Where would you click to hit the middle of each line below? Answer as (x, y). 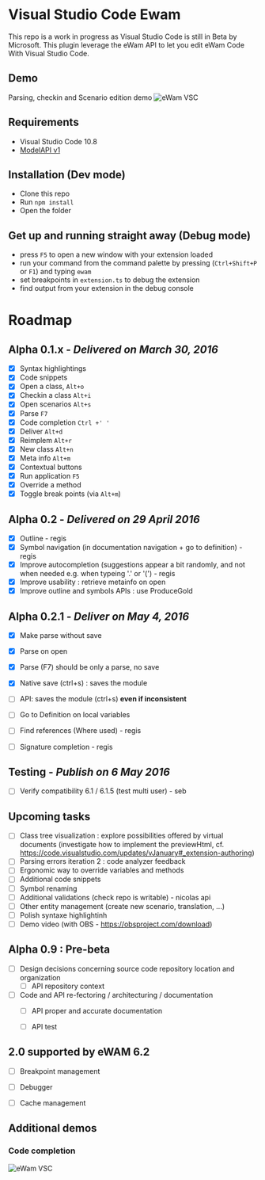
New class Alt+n (46, 449)
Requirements (44, 122)
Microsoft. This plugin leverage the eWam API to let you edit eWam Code (127, 44)
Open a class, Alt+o (52, 387)
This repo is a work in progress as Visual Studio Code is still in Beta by (123, 36)
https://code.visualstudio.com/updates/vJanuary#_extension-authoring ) (137, 853)
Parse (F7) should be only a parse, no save (89, 667)
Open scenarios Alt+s (55, 404)
